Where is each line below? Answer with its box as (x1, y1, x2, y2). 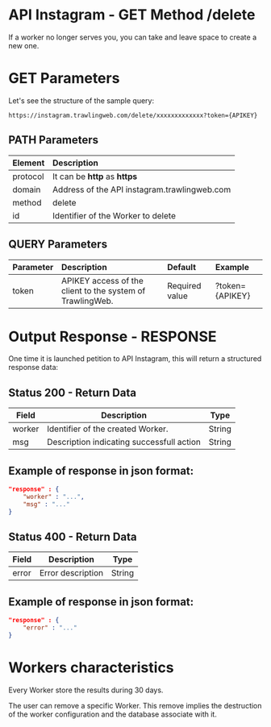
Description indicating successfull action (47, 437, 202, 448)
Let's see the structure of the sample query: (8, 95, 155, 106)
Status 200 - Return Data (8, 385, 137, 400)
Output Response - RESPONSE (8, 327, 217, 346)
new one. (8, 40, 40, 50)
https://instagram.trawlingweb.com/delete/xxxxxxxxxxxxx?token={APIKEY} (8, 111, 258, 119)
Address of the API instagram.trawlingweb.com (52, 184, 231, 195)
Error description (39, 567, 103, 579)
